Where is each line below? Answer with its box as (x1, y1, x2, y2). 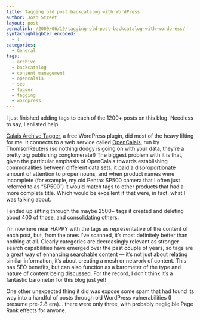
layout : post (6, 20, 39, 26)
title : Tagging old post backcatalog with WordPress (6, 8, 140, 15)
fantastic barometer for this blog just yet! (6, 276, 106, 283)
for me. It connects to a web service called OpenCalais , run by (6, 138, 160, 145)
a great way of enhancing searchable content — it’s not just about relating (6, 251, 188, 258)
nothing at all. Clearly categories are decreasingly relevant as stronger (6, 237, 179, 245)
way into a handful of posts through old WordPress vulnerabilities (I (6, 294, 172, 301)
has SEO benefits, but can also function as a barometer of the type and (6, 263, 181, 270)
